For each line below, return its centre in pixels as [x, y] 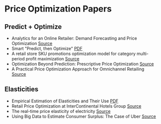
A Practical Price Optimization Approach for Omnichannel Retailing [78, 69]
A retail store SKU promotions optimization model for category [73, 54]
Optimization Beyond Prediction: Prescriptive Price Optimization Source [83, 64]
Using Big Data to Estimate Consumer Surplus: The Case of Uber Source [84, 116]
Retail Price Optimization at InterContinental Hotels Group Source [76, 106]
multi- [142, 54]
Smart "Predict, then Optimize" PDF [47, 48]
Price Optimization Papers [58, 9]
